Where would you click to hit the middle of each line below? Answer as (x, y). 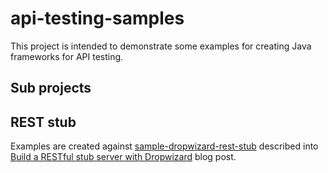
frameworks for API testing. (67, 56)
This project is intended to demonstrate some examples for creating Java (161, 46)
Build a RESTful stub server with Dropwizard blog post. (123, 157)
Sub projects (51, 88)
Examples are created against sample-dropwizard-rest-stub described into (164, 146)
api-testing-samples (97, 18)
